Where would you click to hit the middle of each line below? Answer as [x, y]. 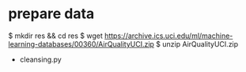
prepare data [51, 14]
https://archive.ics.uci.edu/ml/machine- [168, 36]
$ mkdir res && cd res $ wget [55, 36]
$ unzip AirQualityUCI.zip [197, 44]
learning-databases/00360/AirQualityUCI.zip [81, 44]
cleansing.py [40, 59]
